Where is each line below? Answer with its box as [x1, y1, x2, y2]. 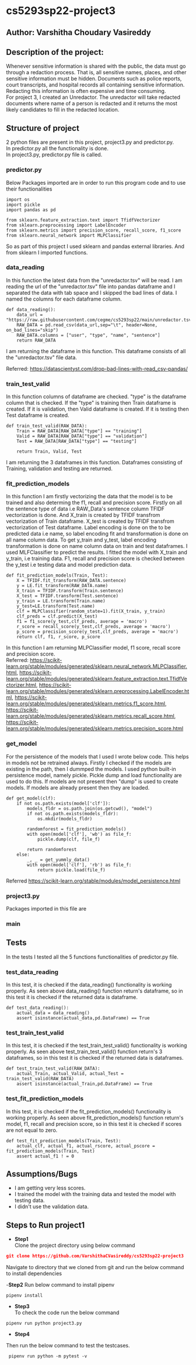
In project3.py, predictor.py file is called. [6, 151, 103, 158]
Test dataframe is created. [6, 412, 69, 419]
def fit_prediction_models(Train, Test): [6, 573, 108, 578]
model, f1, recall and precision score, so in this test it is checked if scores [6, 1120, 182, 1127]
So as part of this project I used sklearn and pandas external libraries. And [6, 243, 185, 250]
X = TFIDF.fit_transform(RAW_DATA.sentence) [16, 578, 127, 584]
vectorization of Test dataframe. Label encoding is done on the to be [6, 524, 171, 531]
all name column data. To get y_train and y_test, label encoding [6, 536, 156, 543]
